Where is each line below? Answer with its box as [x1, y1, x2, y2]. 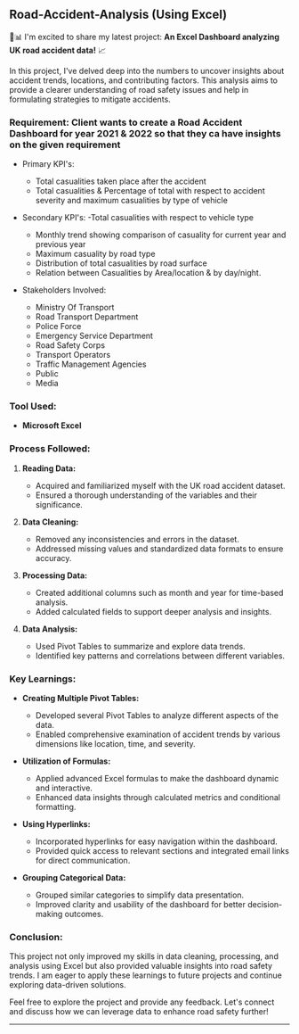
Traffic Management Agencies [35, 359, 147, 369]
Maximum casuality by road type [35, 249, 156, 260]
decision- [247, 899, 283, 909]
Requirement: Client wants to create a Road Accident [9, 116, 243, 128]
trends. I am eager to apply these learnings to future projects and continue [9, 970, 282, 980]
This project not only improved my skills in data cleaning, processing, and [9, 951, 279, 962]
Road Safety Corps [35, 340, 105, 351]
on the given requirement [9, 138, 121, 151]
